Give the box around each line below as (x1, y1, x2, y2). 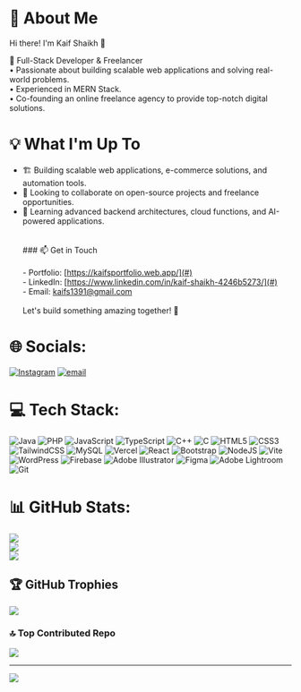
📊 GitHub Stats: (9, 497, 132, 517)
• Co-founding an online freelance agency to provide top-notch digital (9, 93, 269, 104)
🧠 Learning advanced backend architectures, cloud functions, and (21, 206, 267, 217)
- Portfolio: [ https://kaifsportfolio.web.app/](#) (21, 267, 193, 278)
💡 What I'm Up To (9, 134, 141, 155)
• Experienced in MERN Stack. (9, 83, 122, 94)
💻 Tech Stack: (9, 400, 120, 420)
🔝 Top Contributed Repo (9, 627, 116, 639)
